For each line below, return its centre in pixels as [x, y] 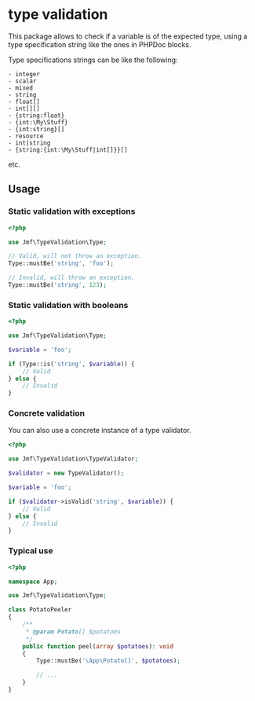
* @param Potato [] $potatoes [73, 631]
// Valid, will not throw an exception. [75, 256]
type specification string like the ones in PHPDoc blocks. [100, 44]
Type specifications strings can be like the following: [93, 60]
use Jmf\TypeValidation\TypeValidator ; [73, 459]
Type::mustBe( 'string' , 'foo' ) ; [61, 264]
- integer [24, 74]
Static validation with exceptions [72, 211]
